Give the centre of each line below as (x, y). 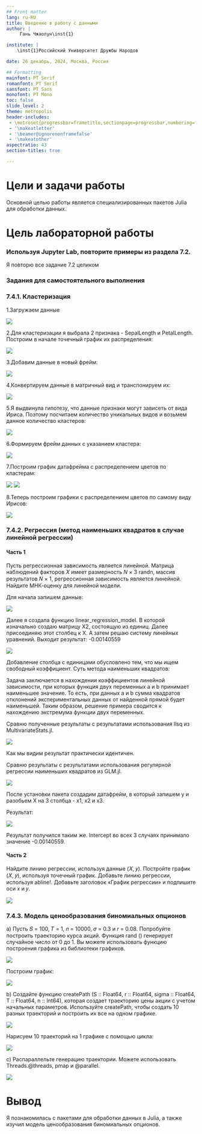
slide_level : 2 (25, 106)
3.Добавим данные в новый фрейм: (52, 362)
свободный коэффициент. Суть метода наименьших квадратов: (88, 668)
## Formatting (24, 72)
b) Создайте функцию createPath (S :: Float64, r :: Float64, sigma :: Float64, (101, 994)
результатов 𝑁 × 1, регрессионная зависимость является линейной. (94, 579)
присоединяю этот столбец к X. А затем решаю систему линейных (92, 633)
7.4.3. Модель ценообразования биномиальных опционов (96, 916)
